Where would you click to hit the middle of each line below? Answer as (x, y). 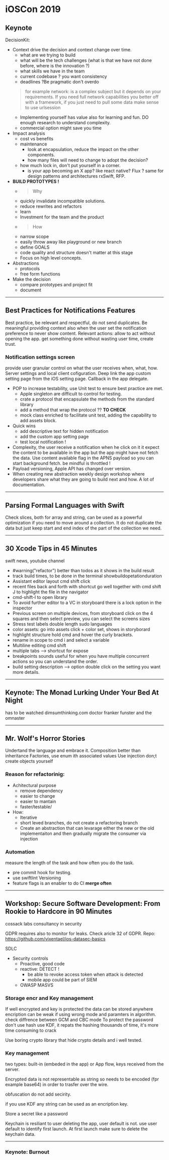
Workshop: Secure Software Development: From (83, 904)
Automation (20, 852)
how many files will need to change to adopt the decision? (88, 160)
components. (41, 155)
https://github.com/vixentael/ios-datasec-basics (55, 939)
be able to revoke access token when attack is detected (85, 974)
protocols (30, 268)
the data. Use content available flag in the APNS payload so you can (83, 458)
